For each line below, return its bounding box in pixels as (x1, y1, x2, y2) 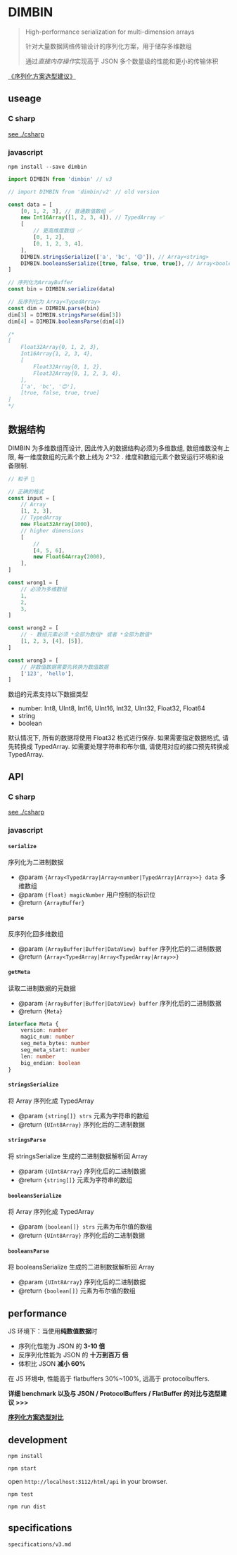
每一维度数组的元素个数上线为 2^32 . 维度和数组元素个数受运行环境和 (17, 452, 218, 461)
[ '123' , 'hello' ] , (20, 670, 75, 677)
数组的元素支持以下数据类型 (8, 690, 89, 698)
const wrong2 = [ (8, 625, 59, 632)
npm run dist (8, 1503, 46, 1511)
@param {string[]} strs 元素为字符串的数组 (18, 1111, 150, 1120)
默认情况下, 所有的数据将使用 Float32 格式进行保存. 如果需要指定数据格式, (8, 734, 221, 742)
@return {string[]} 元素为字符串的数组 (18, 1175, 133, 1184)
